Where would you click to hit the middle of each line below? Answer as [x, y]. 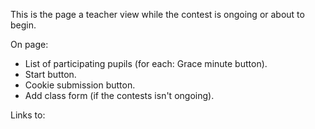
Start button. [50, 74]
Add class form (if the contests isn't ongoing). [119, 95]
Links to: [28, 115]
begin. [23, 25]
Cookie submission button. [80, 85]
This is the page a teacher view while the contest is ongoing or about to [157, 14]
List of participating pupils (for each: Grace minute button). [146, 63]
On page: [29, 44]
